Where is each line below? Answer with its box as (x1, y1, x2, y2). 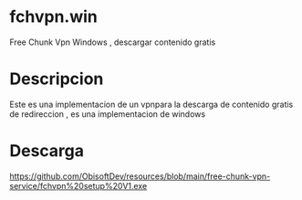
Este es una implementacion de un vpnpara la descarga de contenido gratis (9, 99, 294, 110)
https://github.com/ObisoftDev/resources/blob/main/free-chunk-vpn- (9, 171, 271, 182)
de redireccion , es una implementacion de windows (9, 108, 206, 120)
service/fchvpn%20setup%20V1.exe (9, 180, 148, 191)
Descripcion (9, 68, 104, 89)
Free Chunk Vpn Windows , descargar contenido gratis (9, 37, 216, 47)
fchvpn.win (9, 6, 99, 27)
